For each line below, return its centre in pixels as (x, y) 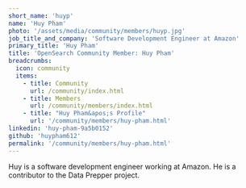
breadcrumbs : (30, 61)
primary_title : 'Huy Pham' (54, 46)
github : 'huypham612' (45, 136)
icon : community (43, 69)
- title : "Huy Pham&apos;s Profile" (85, 114)
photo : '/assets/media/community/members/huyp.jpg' (97, 31)
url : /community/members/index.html (91, 106)
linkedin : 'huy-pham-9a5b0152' (61, 128)
